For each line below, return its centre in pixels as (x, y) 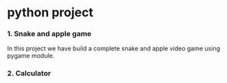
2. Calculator (29, 73)
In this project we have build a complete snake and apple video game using (113, 48)
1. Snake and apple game (49, 34)
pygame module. (31, 56)
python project (51, 13)
